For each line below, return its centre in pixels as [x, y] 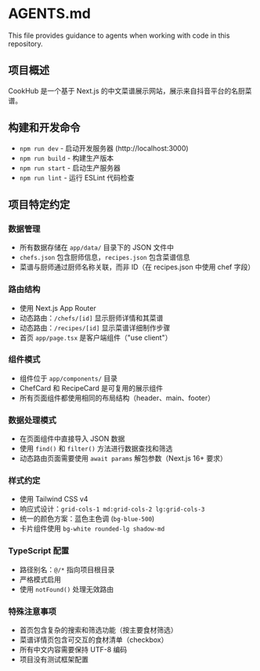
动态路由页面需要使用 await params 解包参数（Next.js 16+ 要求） [123, 458]
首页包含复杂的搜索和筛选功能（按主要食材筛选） [98, 630]
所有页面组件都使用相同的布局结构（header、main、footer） [117, 398]
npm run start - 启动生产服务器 [70, 168]
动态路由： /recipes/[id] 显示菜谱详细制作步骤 [95, 327]
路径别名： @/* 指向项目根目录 [67, 569]
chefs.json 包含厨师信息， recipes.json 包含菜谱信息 [105, 257]
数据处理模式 [32, 420]
